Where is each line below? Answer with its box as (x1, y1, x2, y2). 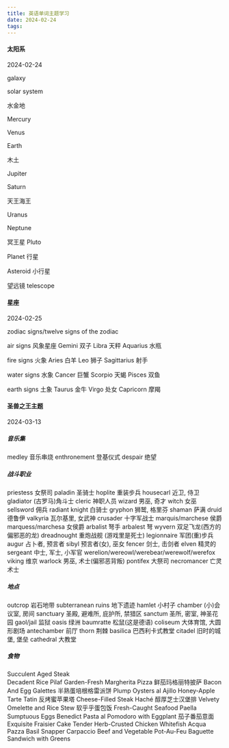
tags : (7, 23, 23, 29)
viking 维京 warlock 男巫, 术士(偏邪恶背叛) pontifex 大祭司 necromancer (7, 556, 208, 565)
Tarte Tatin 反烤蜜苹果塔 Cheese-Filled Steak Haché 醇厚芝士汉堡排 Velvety (7, 695, 220, 703)
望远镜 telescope (7, 282, 55, 290)
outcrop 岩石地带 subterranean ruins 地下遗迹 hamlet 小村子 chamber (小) (7, 601, 215, 609)
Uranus (7, 210, 28, 219)
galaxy (7, 73, 26, 82)
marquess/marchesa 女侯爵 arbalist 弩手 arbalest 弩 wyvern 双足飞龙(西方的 (7, 522, 221, 531)
